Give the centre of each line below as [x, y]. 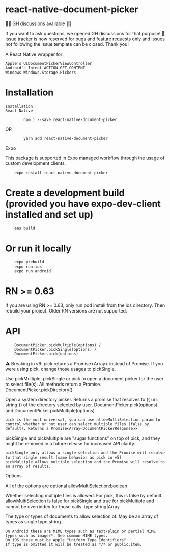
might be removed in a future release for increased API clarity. [70, 443]
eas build [25, 228]
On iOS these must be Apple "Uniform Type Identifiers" [66, 540]
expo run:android [33, 271]
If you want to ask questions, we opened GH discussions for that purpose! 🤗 [85, 33]
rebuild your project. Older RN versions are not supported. [66, 310]
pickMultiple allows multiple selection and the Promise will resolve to [85, 462]
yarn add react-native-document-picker [66, 138]
